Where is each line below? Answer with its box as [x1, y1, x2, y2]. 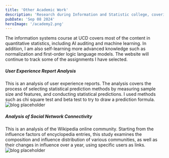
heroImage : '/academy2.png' [5, 21, 64, 27]
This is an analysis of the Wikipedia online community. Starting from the [5, 126, 154, 132]
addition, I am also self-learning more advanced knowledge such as [5, 46, 146, 52]
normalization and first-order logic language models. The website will [5, 51, 149, 57]
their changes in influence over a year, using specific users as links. [5, 142, 146, 148]
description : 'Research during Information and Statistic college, [5, 12, 150, 17]
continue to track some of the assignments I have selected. [5, 56, 128, 63]
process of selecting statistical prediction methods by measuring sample [5, 86, 156, 92]
